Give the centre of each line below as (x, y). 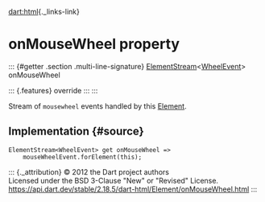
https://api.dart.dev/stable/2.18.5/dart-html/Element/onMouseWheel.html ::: (133, 189)
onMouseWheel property (94, 44)
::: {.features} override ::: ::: (53, 90)
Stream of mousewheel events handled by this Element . (97, 106)
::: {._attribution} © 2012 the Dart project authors (89, 171)
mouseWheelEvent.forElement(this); (83, 157)
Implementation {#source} (77, 132)
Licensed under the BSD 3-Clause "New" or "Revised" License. (114, 180)
